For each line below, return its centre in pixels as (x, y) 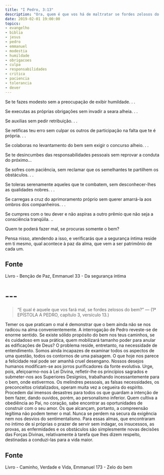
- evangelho (17, 28)
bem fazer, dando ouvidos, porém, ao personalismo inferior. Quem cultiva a (81, 398)
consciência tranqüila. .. (29, 219)
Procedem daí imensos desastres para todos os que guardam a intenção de (82, 393)
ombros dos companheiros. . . (35, 204)
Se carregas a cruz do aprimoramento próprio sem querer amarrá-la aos (78, 199)
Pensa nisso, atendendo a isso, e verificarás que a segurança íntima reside (81, 238)
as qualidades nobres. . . (30, 189)
